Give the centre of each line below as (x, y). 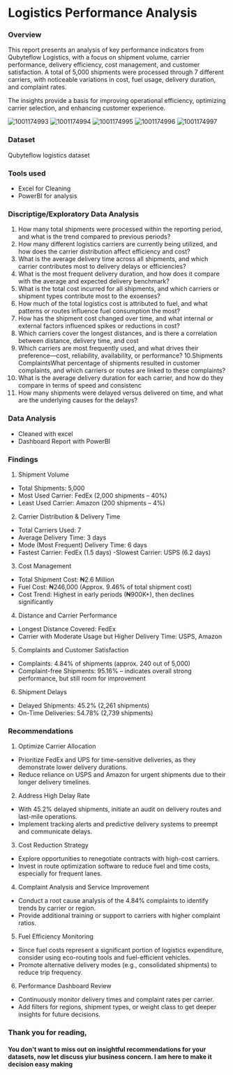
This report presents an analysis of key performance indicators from (106, 50)
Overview (25, 35)
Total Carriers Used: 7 (50, 530)
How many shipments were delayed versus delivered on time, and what (121, 393)
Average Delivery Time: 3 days (62, 537)
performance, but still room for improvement (82, 678)
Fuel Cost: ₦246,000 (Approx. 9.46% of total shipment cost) (105, 586)
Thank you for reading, (47, 1032)
